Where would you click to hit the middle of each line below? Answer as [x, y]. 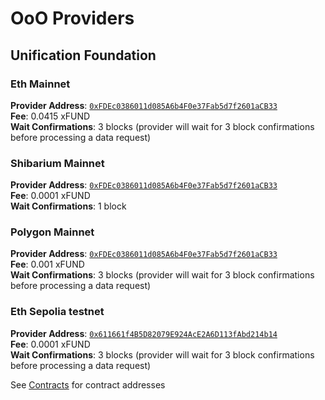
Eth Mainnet [40, 84]
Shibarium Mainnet [57, 163]
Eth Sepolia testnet [57, 312]
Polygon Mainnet [52, 232]
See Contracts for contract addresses [88, 384]
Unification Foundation [83, 55]
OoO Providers [72, 18]
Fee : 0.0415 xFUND [50, 116]
